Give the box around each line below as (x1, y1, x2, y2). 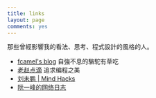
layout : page (7, 17, 45, 23)
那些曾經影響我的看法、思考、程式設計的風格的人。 (7, 43, 153, 51)
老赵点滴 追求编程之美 (17, 66, 80, 75)
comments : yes (7, 23, 49, 30)
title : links (7, 10, 45, 17)
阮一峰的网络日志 (17, 84, 67, 92)
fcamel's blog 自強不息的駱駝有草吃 (17, 57, 119, 66)
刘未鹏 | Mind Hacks (17, 75, 76, 83)
